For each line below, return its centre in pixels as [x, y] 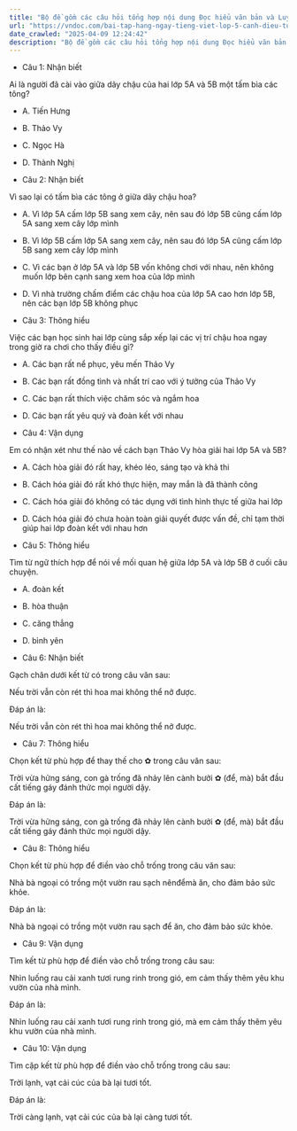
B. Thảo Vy [42, 129]
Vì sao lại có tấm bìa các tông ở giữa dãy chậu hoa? [103, 197]
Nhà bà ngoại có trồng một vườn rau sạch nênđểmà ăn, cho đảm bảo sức [142, 883]
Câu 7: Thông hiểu [56, 744]
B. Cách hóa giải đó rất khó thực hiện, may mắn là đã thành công [140, 485]
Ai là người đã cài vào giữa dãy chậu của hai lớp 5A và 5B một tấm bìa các [144, 84]
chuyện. [24, 572]
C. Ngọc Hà [43, 145]
